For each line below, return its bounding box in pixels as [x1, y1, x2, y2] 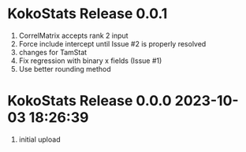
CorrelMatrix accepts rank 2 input [18, 31, 129, 40]
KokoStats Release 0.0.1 [7, 5, 168, 23]
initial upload [18, 135, 61, 144]
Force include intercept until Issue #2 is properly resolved [18, 39, 207, 48]
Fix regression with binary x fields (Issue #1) [18, 56, 162, 65]
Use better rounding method [18, 64, 111, 73]
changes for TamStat [18, 47, 88, 57]
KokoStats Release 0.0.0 [7, 92, 172, 110]
